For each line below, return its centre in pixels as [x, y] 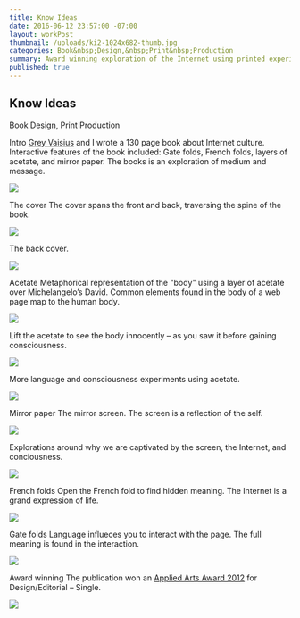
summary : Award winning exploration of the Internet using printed [137, 59]
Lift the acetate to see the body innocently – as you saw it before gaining [143, 335]
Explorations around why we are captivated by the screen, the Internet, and [148, 447]
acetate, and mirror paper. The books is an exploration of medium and [138, 161]
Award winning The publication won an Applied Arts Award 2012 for [133, 578]
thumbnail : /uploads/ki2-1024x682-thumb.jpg [93, 42]
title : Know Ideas [43, 17]
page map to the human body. [65, 301]
